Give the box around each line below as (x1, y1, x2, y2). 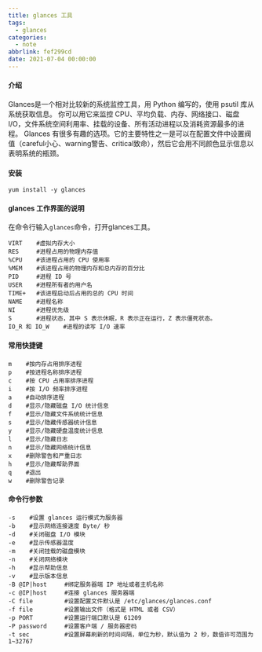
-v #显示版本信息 (8, 572, 68, 580)
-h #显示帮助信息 (8, 563, 68, 572)
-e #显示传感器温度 (8, 539, 75, 547)
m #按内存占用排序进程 (8, 360, 82, 368)
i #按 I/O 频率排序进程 (8, 385, 88, 393)
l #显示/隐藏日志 (8, 435, 68, 443)
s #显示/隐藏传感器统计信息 (8, 418, 97, 427)
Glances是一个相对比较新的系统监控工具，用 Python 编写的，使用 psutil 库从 (8, 100, 255, 109)
